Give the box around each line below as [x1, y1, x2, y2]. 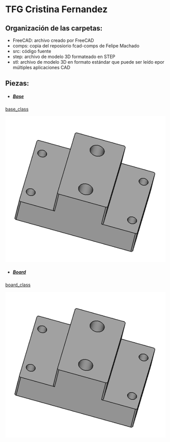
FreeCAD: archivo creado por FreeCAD [12, 37, 94, 43]
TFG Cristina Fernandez [5, 4, 108, 15]
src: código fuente [12, 48, 51, 54]
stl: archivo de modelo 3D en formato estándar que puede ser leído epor [12, 59, 164, 65]
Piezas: [5, 79, 30, 88]
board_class [5, 282, 31, 288]
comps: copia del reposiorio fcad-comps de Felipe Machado [12, 43, 140, 49]
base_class [5, 106, 29, 113]
